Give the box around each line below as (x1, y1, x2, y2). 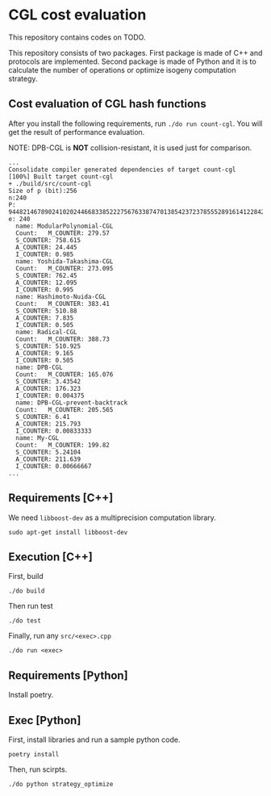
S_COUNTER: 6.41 (15, 413, 70, 421)
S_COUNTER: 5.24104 (15, 448, 81, 456)
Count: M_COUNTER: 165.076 (15, 370, 114, 379)
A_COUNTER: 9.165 (15, 349, 74, 357)
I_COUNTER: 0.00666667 (15, 462, 92, 470)
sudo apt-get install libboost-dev (8, 528, 128, 536)
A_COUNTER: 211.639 (15, 455, 81, 463)
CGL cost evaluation (8, 6, 147, 24)
